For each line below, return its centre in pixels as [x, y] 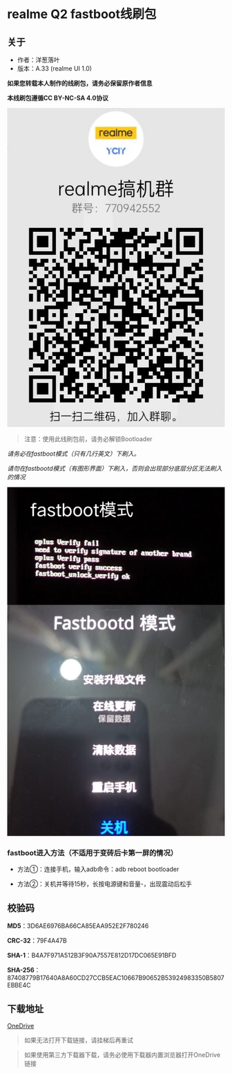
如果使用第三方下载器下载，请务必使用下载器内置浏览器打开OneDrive [122, 1055]
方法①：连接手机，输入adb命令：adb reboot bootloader [98, 869]
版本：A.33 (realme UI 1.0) [54, 69]
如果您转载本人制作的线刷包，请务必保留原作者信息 [80, 83]
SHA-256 [21, 970]
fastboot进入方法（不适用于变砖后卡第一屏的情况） [93, 853]
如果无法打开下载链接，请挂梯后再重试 [78, 1040]
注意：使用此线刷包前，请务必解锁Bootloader [88, 439]
